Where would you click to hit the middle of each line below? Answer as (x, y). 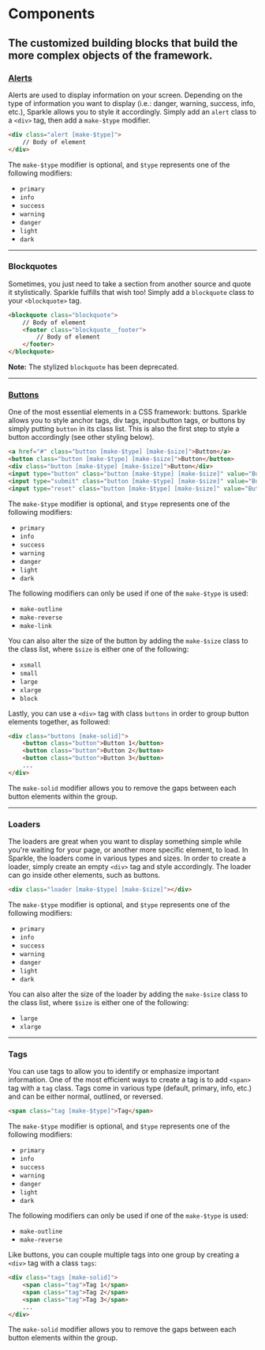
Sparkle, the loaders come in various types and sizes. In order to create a (127, 858)
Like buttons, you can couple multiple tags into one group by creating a (124, 1255)
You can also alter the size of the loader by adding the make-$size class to (128, 994)
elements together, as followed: (59, 721)
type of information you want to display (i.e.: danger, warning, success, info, (132, 103)
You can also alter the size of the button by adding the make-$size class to (128, 641)
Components (52, 14)
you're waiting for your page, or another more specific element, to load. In (128, 850)
